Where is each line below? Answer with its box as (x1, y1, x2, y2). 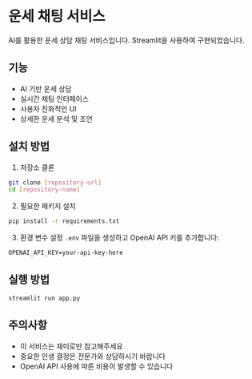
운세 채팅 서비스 (8, 7, 106, 26)
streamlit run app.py (8, 294, 81, 302)
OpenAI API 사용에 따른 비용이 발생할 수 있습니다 (19, 361, 174, 371)
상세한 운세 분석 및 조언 (19, 114, 94, 123)
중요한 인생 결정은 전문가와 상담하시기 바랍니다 (19, 351, 166, 361)
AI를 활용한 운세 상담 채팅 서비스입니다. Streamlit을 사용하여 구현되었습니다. (8, 35, 246, 45)
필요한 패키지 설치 (19, 201, 76, 211)
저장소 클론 (19, 162, 55, 172)
